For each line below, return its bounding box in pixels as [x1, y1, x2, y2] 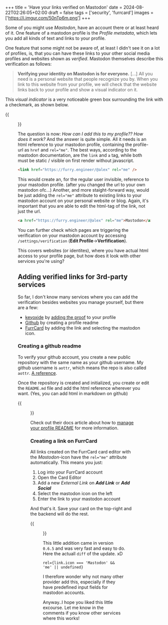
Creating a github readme [18, 343, 81, 350]
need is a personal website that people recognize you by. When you [17, 76, 158, 82]
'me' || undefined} [43, 565, 84, 570]
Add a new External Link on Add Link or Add [37, 480, 130, 486]
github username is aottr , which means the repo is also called [18, 365, 146, 371]
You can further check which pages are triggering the [18, 227, 129, 233]
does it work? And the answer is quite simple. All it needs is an [18, 136, 146, 142]
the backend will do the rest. [30, 511, 89, 517]
